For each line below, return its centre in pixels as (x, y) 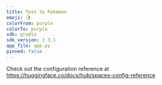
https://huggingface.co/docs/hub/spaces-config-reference (81, 75)
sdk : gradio (21, 35)
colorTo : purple (27, 29)
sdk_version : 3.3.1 (31, 40)
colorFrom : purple (30, 23)
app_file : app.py (28, 46)
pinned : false (24, 52)
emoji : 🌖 (18, 18)
